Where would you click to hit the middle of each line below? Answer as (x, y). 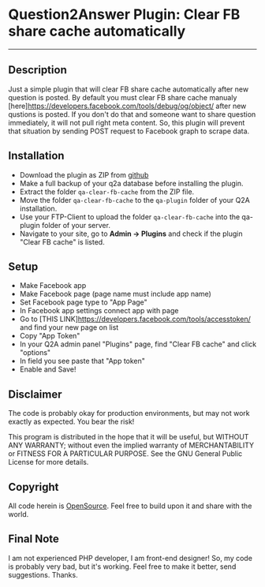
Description (37, 70)
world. (19, 514)
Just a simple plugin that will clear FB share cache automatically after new (129, 89)
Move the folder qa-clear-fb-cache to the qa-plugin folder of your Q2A (134, 200)
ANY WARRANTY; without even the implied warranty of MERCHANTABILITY (131, 445)
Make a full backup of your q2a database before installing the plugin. (131, 183)
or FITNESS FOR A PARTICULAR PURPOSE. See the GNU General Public (125, 454)
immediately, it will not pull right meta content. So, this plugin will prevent (127, 122)
